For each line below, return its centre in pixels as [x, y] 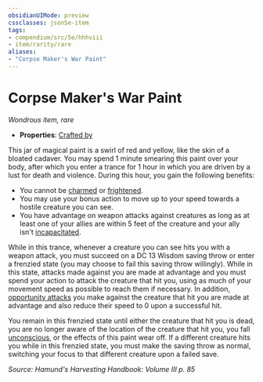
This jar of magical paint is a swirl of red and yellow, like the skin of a [119, 150]
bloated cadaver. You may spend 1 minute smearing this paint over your [123, 158]
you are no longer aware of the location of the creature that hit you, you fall [129, 329]
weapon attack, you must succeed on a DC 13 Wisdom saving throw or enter [131, 255]
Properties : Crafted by [56, 135]
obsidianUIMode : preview [49, 15]
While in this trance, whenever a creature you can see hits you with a [119, 247]
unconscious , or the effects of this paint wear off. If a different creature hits [129, 337]
